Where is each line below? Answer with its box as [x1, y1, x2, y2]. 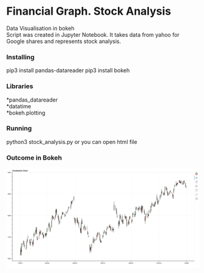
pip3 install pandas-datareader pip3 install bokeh [6, 67, 130, 74]
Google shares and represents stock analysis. [6, 37, 121, 45]
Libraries [6, 82, 34, 91]
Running [6, 124, 32, 133]
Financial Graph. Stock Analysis [6, 4, 172, 18]
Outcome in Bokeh [6, 153, 62, 162]
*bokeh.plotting [6, 109, 46, 116]
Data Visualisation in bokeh [6, 24, 75, 32]
